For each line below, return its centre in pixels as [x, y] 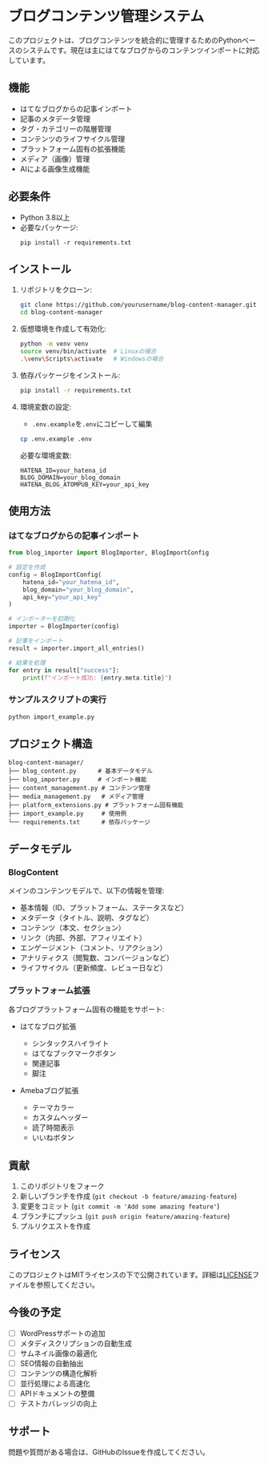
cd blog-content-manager [61, 313]
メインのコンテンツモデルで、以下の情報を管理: [86, 891]
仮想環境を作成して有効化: [63, 329]
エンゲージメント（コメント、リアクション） [93, 948]
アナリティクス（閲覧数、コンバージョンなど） [96, 958]
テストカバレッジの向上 [58, 1404]
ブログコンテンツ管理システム [106, 16]
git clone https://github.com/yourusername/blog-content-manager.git [138, 305]
